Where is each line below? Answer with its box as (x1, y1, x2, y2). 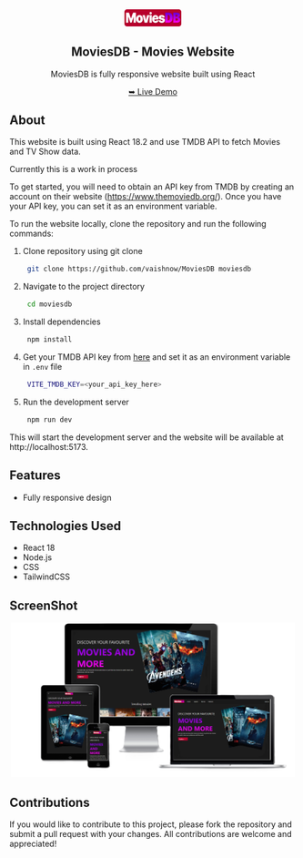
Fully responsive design (22, 492, 112, 503)
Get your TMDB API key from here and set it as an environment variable (22, 351, 291, 363)
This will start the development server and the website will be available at (9, 432, 284, 443)
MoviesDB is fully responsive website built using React (50, 68, 256, 79)
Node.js (22, 552, 53, 563)
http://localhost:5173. (9, 441, 89, 452)
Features (9, 468, 61, 484)
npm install (26, 335, 73, 344)
